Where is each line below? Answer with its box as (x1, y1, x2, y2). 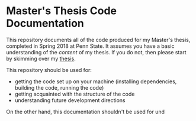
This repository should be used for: (6, 66, 92, 73)
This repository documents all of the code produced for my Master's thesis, (6, 36, 191, 43)
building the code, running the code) (14, 84, 104, 91)
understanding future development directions (14, 96, 126, 104)
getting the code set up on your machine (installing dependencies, (14, 78, 177, 85)
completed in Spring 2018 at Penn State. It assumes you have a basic (6, 42, 175, 50)
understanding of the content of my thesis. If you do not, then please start (6, 48, 187, 55)
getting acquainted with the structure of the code (14, 90, 135, 97)
